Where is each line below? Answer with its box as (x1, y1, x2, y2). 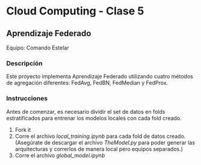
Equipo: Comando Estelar (6, 44, 69, 51)
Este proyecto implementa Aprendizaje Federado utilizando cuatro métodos (6, 73, 194, 80)
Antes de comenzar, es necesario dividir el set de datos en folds (6, 108, 165, 115)
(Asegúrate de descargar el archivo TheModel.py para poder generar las (14, 139, 196, 146)
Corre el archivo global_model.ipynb (14, 152, 105, 159)
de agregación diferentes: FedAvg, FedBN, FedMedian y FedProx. (6, 79, 169, 87)
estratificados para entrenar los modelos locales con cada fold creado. (6, 114, 182, 122)
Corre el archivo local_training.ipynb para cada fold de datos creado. (14, 132, 186, 140)
